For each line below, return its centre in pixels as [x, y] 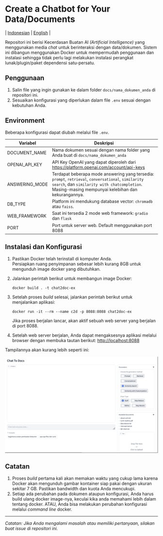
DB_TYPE [16, 204]
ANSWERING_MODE [27, 184]
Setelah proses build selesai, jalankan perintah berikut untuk [72, 297]
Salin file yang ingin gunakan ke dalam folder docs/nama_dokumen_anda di [84, 90]
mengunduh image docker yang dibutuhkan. [56, 269]
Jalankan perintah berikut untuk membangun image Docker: [72, 278]
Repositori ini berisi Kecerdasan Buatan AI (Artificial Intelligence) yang [75, 42]
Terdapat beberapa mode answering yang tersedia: [103, 174]
